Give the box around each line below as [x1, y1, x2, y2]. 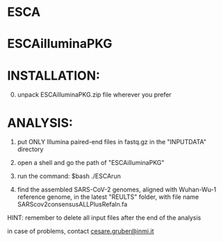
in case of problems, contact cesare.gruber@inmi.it [7, 227, 154, 236]
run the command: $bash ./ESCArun [17, 172, 122, 180]
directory [17, 145, 44, 153]
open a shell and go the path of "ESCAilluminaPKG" [17, 159, 165, 167]
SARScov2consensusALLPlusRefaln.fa [17, 200, 128, 209]
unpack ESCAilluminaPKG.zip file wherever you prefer [17, 91, 172, 99]
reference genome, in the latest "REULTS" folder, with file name [17, 193, 199, 201]
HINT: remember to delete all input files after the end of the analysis [7, 214, 201, 222]
